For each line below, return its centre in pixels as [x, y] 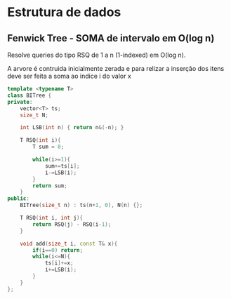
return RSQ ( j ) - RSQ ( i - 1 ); [72, 224]
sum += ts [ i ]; [62, 166]
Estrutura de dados [64, 12]
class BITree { [29, 95]
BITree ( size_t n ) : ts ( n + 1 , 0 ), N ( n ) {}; [81, 205]
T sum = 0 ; [48, 147]
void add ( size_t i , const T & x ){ [69, 244]
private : [20, 102]
